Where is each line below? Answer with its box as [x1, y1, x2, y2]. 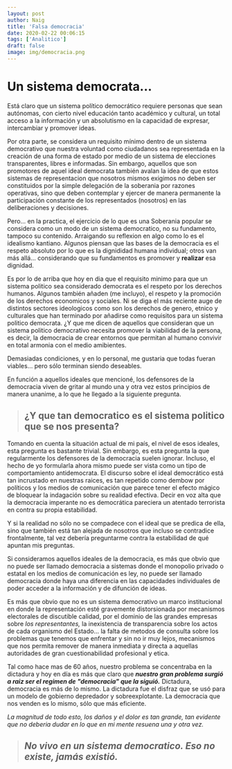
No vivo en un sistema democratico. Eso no [24, 740, 215, 752]
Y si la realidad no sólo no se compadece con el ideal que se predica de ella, [7, 519, 226, 527]
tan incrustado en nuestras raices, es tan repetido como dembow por [7, 476, 205, 484]
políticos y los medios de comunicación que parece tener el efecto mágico [7, 483, 220, 492]
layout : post [7, 10, 45, 17]
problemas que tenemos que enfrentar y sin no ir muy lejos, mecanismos [7, 634, 215, 642]
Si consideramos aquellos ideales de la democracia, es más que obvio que [7, 554, 220, 562]
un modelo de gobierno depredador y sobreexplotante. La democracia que [7, 691, 220, 700]
